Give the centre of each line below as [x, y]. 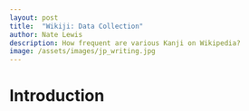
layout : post [34, 18]
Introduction [57, 96]
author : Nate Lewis [46, 34]
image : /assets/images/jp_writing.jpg [82, 51]
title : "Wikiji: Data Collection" [77, 26]
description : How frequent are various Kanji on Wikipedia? [125, 43]
